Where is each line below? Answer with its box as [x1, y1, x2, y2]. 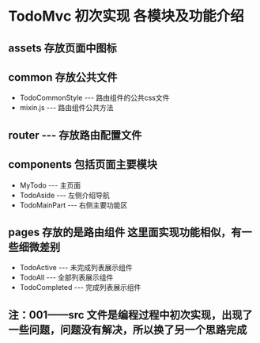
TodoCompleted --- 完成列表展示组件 [19, 283, 141, 292]
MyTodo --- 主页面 [19, 180, 81, 190]
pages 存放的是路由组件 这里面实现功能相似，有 [8, 225, 243, 238]
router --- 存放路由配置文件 [8, 128, 142, 142]
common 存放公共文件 [8, 71, 118, 84]
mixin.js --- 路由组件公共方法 [19, 103, 114, 112]
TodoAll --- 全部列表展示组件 [19, 272, 114, 282]
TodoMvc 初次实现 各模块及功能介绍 [8, 7, 244, 25]
